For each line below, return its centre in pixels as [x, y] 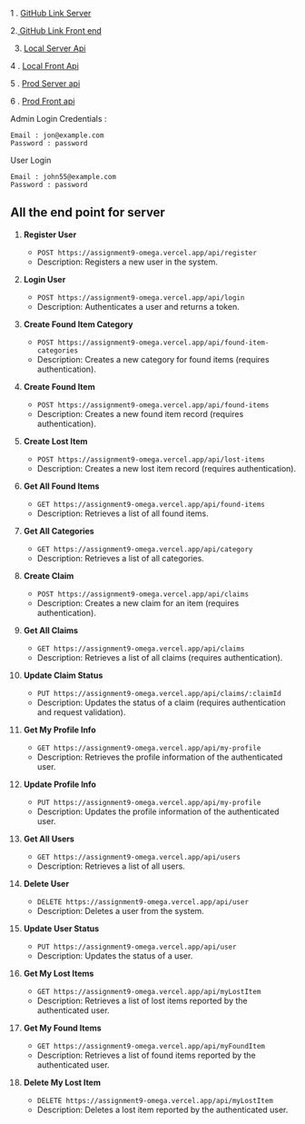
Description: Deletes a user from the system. [121, 910]
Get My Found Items [63, 1028]
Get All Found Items [61, 486]
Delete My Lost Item [62, 1082]
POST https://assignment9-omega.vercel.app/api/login [141, 298]
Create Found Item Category [78, 324]
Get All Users [49, 839]
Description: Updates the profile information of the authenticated [158, 811]
